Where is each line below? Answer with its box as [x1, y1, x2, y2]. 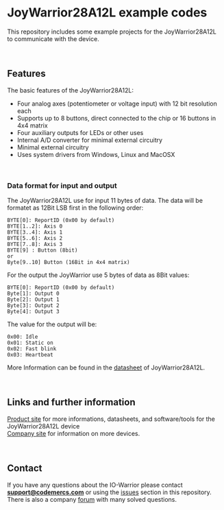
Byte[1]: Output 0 [7, 290, 60, 297]
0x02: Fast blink [7, 345, 57, 352]
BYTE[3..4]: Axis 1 [7, 229, 63, 236]
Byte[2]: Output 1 [7, 296, 60, 303]
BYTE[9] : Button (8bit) [7, 247, 78, 254]
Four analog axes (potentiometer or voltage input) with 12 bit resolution [16, 99, 218, 108]
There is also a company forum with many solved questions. [7, 495, 177, 503]
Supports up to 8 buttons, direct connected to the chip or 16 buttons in [16, 114, 216, 122]
